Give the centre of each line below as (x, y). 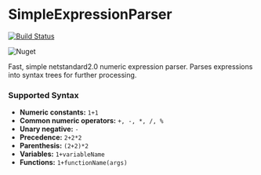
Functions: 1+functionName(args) (73, 162)
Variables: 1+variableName (62, 154)
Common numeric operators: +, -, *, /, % (91, 121)
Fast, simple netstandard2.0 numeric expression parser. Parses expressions (130, 66)
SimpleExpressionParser (90, 15)
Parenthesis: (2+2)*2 (54, 146)
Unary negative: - (49, 129)
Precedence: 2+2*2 (51, 137)
